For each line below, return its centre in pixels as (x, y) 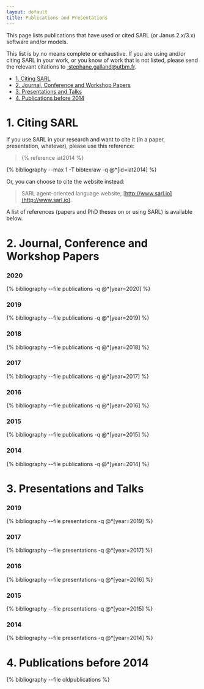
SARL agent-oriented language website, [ (73, 194)
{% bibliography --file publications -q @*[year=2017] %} (78, 376)
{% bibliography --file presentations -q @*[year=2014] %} (80, 638)
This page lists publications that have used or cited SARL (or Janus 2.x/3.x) (101, 35)
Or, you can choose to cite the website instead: (66, 182)
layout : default (27, 12)
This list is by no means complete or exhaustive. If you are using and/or (96, 53)
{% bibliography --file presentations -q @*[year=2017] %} (80, 550)
